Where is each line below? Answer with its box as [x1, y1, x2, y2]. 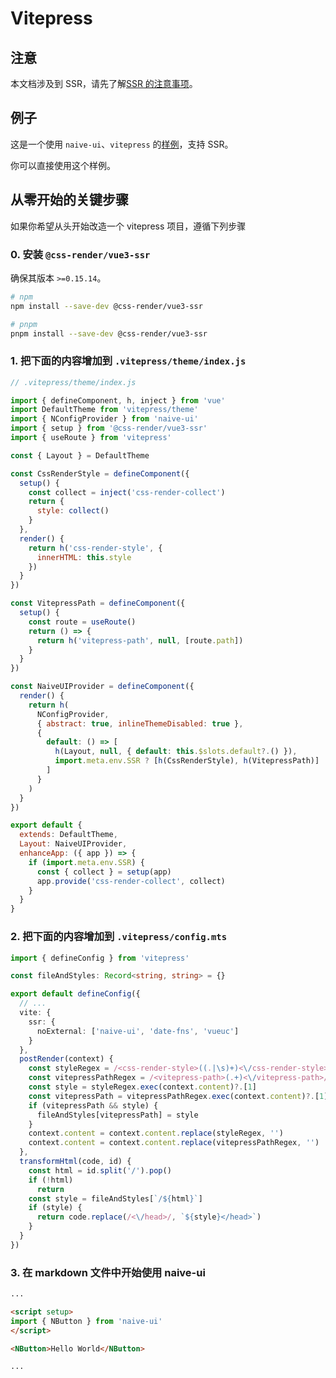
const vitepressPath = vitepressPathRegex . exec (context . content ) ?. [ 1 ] [28, 1091, 329, 1101]
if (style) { [28, 1203, 83, 1213]
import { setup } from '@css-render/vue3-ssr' [10, 423, 208, 434]
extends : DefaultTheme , [19, 830, 118, 840]
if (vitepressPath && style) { [28, 1100, 159, 1111]
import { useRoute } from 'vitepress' [10, 433, 172, 443]
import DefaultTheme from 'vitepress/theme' [10, 405, 199, 415]
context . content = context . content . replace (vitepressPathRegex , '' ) [28, 1138, 320, 1148]
